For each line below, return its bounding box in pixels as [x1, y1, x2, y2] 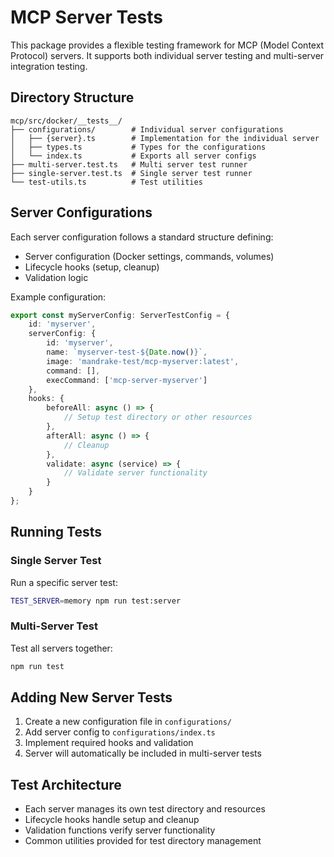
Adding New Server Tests [10, 689, 173, 706]
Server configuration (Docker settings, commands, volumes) [24, 250, 275, 262]
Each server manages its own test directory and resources [24, 803, 266, 815]
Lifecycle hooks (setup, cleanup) [24, 261, 160, 273]
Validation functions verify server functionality [24, 824, 216, 836]
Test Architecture [10, 776, 122, 793]
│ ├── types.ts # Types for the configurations [10, 142, 267, 152]
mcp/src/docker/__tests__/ [10, 116, 123, 126]
